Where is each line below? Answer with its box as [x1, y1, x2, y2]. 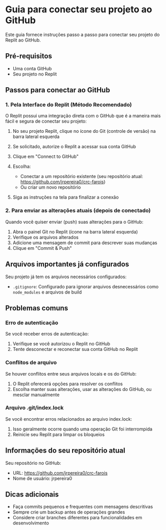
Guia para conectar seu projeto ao [5, 4, 152, 15]
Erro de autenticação [5, 319, 59, 326]
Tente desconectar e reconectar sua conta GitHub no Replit [12, 346, 138, 352]
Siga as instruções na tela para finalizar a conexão [12, 194, 119, 201]
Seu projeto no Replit [12, 71, 57, 77]
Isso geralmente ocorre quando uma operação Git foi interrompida [12, 426, 153, 432]
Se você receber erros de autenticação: [5, 331, 89, 337]
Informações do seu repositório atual [5, 446, 126, 455]
